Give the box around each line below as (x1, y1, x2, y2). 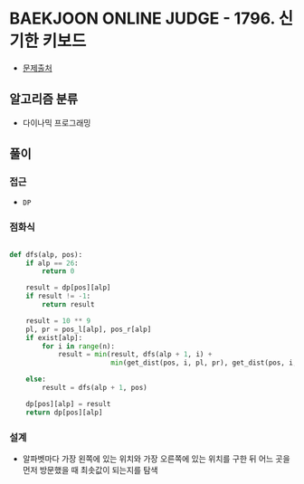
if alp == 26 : (25, 259, 79, 268)
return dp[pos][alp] (25, 408, 103, 417)
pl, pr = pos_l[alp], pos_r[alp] (25, 325, 152, 334)
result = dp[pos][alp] (25, 283, 111, 292)
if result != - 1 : (25, 291, 91, 301)
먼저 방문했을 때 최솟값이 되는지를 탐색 (22, 465, 158, 476)
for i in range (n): (42, 341, 116, 351)
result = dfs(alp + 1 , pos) (42, 384, 147, 393)
